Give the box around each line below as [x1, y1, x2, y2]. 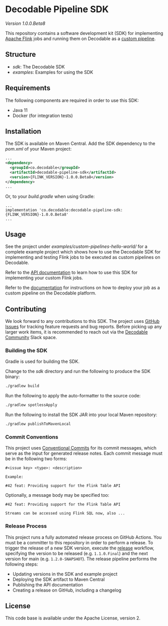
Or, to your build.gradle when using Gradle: [5, 193, 95, 199]
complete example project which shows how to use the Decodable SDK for [5, 249, 161, 255]
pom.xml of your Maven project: [5, 146, 72, 152]
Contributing [5, 305, 46, 313]
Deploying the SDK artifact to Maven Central [12, 576, 105, 582]
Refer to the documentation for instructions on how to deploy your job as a [5, 285, 160, 291]
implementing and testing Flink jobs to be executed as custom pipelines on [5, 254, 160, 261]
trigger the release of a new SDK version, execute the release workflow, [5, 545, 155, 551]
